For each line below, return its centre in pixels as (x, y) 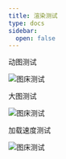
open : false (36, 38)
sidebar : (23, 31)
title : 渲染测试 (33, 16)
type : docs (27, 23)
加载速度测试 (29, 130)
